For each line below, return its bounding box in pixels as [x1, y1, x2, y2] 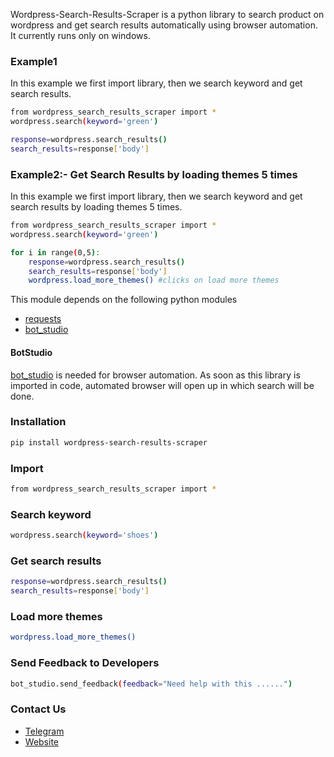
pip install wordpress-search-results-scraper [10, 437, 208, 448]
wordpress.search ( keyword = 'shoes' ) [10, 530, 159, 541]
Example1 [10, 54, 58, 68]
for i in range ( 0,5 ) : [10, 247, 101, 258]
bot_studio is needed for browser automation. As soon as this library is [10, 369, 301, 381]
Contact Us [10, 702, 67, 716]
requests [24, 313, 62, 325]
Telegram [24, 725, 65, 737]
